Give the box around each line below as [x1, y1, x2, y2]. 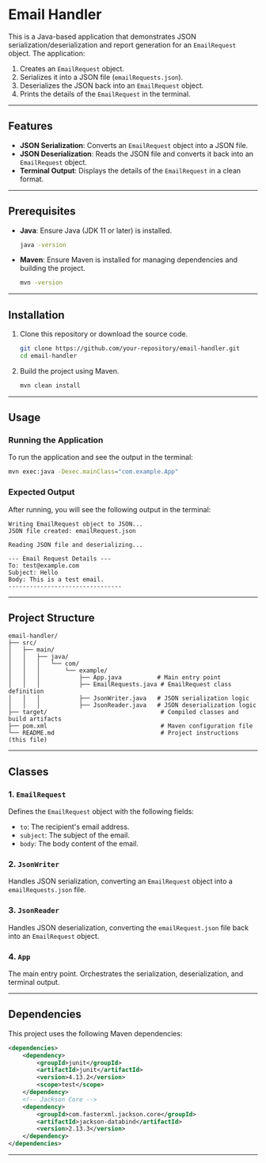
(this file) [8, 736, 47, 744]
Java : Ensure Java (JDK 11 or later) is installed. [19, 226, 173, 235]
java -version [19, 241, 66, 249]
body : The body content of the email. [19, 839, 139, 849]
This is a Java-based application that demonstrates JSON [8, 32, 196, 41]
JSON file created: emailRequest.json [8, 526, 136, 535]
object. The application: [8, 48, 85, 58]
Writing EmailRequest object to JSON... [8, 520, 144, 528]
